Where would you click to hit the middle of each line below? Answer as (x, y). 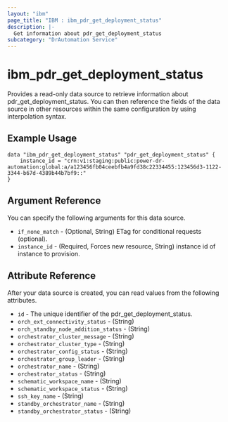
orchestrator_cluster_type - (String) (71, 343)
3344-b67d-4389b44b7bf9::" (47, 173)
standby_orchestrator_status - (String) (74, 411)
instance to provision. (49, 253)
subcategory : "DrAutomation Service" (63, 40)
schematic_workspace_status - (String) (72, 388)
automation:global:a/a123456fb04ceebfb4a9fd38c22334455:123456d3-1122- (114, 167)
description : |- (31, 27)
